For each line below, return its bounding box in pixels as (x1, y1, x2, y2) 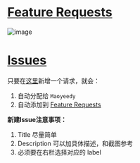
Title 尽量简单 (17, 130, 58, 138)
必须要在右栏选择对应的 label (17, 147, 102, 156)
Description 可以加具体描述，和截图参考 (17, 139, 134, 147)
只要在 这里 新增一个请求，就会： (7, 76, 100, 85)
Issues (7, 52, 47, 68)
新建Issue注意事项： (7, 115, 67, 123)
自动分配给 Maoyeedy (17, 91, 76, 99)
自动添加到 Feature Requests (17, 100, 101, 109)
